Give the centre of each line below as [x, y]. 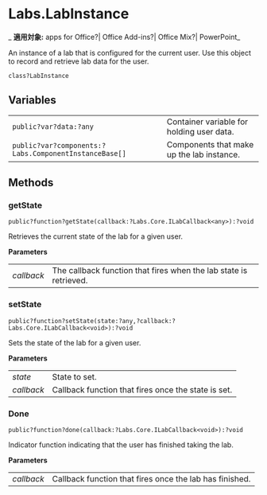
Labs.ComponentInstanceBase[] [70, 153]
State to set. [74, 376]
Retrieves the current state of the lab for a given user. [96, 236]
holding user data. [200, 131]
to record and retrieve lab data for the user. [79, 61]
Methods [31, 183]
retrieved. [70, 281]
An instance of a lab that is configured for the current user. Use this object [130, 53]
